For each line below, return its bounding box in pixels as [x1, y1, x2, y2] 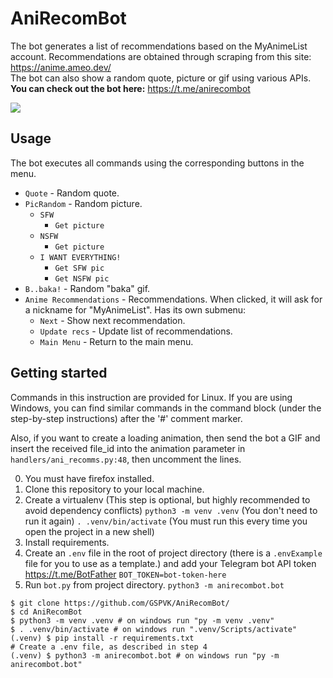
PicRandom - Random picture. [24, 197, 143, 209]
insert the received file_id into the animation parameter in [10, 442, 246, 454]
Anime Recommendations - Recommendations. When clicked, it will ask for [24, 293, 323, 305]
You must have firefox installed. [24, 472, 155, 484]
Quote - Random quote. [24, 187, 120, 199]
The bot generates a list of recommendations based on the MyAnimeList [10, 40, 308, 52]
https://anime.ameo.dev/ [10, 61, 112, 73]
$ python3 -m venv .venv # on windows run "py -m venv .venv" [10, 615, 275, 626]
